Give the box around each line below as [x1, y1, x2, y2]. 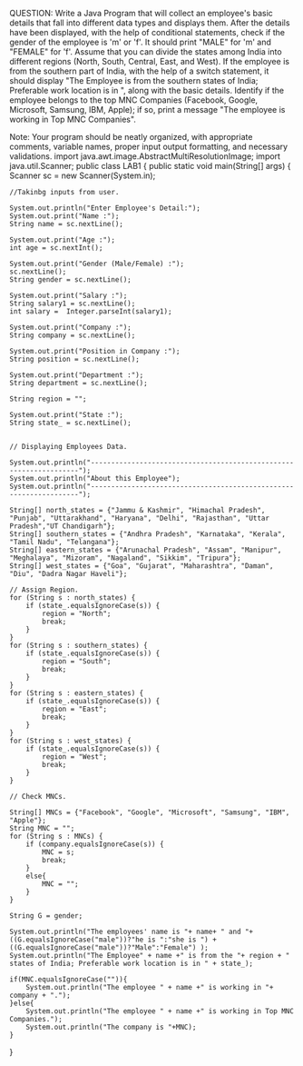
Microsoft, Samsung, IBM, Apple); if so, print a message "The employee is [9, 105, 286, 115]
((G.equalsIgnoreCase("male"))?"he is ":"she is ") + [9, 935, 218, 944]
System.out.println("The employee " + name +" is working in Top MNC [25, 1007, 295, 1016]
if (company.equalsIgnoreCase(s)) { [25, 840, 165, 849]
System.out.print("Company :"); [9, 323, 132, 332]
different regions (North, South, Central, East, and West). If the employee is [9, 56, 290, 66]
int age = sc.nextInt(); [9, 244, 103, 253]
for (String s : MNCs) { [9, 832, 103, 841]
